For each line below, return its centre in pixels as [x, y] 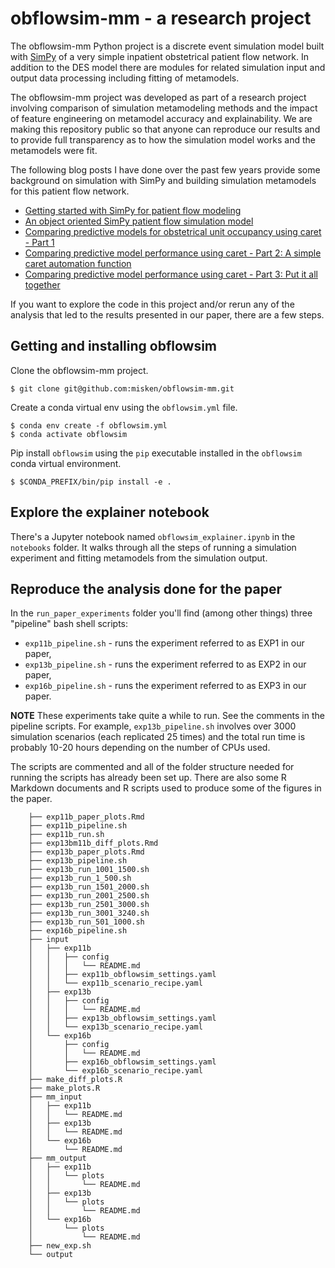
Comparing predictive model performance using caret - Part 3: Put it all [171, 274]
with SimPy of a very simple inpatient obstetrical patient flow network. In [159, 56]
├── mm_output [57, 1158]
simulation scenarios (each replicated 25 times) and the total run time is [158, 737]
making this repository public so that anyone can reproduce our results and [165, 129]
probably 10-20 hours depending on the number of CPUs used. [140, 748]
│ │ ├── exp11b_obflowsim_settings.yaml [122, 975]
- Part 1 [39, 242]
